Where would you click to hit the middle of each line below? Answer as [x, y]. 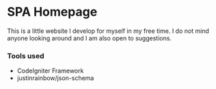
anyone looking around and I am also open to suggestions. [90, 38]
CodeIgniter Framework [50, 71]
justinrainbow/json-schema [55, 78]
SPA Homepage [52, 12]
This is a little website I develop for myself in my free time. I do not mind [108, 31]
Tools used [26, 55]
